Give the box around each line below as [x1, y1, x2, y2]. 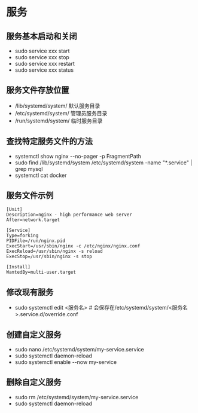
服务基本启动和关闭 [6, 31, 77, 41]
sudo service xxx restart [14, 60, 75, 67]
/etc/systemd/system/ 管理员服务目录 [14, 109, 108, 117]
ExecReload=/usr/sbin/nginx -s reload [6, 249, 103, 255]
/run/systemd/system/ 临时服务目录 [14, 117, 103, 124]
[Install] [6, 264, 31, 270]
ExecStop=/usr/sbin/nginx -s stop [6, 253, 93, 260]
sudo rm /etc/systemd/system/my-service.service [14, 393, 139, 400]
